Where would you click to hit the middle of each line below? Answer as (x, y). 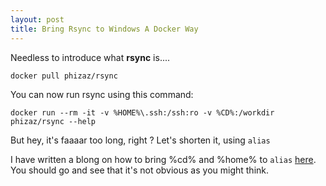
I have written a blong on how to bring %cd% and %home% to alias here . (163, 159)
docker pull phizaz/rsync (64, 76)
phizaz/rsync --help (53, 121)
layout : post (37, 19)
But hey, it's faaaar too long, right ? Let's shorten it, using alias (140, 140)
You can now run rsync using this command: (102, 94)
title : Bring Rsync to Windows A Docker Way (104, 29)
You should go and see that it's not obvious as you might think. (140, 170)
